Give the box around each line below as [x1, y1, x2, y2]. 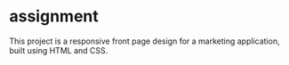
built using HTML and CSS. [9, 45, 108, 55]
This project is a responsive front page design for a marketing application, [9, 36, 280, 46]
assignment [9, 6, 100, 27]
